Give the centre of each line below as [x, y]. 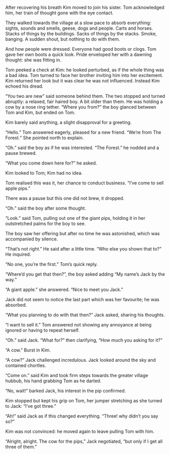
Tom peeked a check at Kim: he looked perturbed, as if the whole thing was [85, 70]
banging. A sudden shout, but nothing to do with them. [63, 39]
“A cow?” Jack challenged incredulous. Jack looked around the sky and [81, 360]
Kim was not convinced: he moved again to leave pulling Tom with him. [80, 431]
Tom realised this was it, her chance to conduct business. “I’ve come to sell [84, 183]
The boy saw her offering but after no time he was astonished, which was [82, 233]
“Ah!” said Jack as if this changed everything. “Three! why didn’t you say [82, 416]
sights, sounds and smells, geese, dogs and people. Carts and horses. [79, 28]
